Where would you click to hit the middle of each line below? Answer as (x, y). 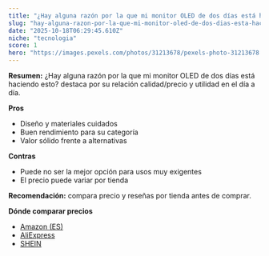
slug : (17, 23)
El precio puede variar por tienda (74, 180)
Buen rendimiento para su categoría (79, 132)
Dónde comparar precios (51, 211)
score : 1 (23, 46)
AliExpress (37, 235)
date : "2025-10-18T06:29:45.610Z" (66, 30)
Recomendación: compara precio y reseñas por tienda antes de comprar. (130, 196)
